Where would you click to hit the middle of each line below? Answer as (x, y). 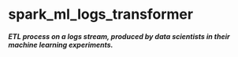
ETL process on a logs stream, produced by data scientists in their (119, 36)
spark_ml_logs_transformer (101, 14)
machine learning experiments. (61, 45)
